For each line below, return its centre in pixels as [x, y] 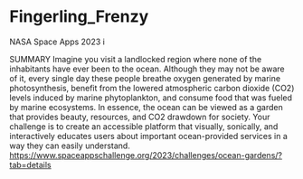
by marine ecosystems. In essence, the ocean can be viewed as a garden [146, 107]
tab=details [30, 165]
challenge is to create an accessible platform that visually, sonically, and [144, 126]
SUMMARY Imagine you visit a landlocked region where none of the [136, 59]
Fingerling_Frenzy [79, 17]
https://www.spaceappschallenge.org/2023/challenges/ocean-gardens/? [146, 155]
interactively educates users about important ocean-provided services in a [148, 136]
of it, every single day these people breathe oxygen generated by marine [145, 78]
